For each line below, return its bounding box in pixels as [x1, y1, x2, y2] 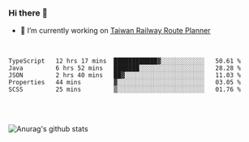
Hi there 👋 [8, 7, 49, 19]
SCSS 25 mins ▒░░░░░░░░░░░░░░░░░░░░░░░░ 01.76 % [8, 85, 242, 94]
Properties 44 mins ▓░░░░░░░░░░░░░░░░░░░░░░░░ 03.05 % [8, 79, 242, 87]
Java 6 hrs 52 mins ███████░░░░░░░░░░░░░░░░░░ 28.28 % [8, 64, 242, 72]
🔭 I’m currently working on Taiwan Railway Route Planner [19, 26, 211, 36]
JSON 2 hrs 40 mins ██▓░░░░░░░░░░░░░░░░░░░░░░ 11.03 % [8, 71, 242, 80]
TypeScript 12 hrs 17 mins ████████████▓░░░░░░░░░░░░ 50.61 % [8, 57, 242, 66]
